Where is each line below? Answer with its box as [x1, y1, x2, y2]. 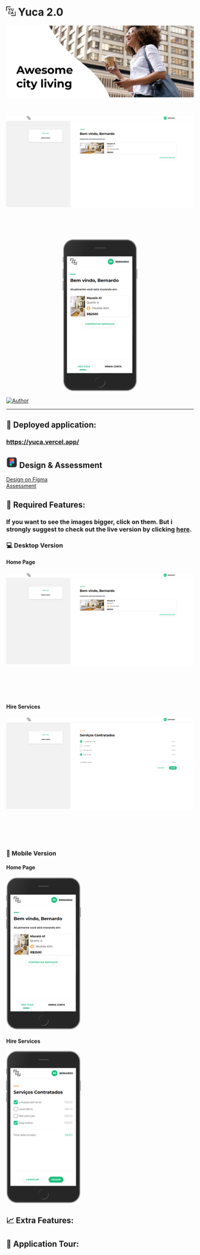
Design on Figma [6, 476, 48, 483]
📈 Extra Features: [6, 1216, 74, 1226]
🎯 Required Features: [6, 499, 86, 510]
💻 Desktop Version [6, 541, 64, 549]
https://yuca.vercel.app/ [6, 438, 79, 446]
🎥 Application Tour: [6, 1239, 79, 1249]
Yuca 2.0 [17, 5, 64, 19]
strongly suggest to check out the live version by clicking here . [6, 525, 192, 533]
